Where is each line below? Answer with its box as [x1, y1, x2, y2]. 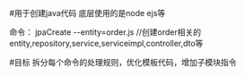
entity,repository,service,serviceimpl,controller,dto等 [9, 38, 204, 48]
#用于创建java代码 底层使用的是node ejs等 [9, 8, 166, 18]
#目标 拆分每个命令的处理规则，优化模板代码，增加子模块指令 [9, 57, 237, 67]
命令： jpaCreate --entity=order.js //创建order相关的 [9, 27, 202, 38]
